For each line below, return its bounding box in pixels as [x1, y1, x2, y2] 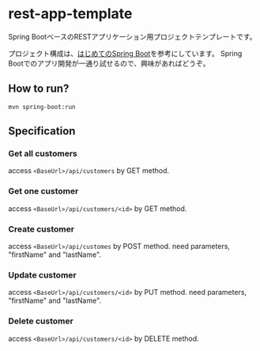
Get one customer [8, 186, 79, 197]
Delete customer [8, 315, 73, 326]
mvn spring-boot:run [8, 103, 77, 111]
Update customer [8, 270, 77, 281]
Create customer [8, 223, 75, 234]
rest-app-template [8, 5, 133, 23]
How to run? [8, 82, 70, 96]
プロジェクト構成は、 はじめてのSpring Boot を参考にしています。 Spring [8, 48, 243, 58]
